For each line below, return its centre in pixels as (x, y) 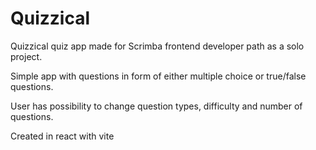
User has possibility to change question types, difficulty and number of (156, 106)
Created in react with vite (62, 136)
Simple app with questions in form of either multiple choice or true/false (158, 76)
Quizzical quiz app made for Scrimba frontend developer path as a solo (157, 46)
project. (26, 56)
